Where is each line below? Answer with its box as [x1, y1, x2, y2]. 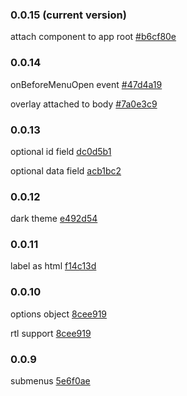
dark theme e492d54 [10, 213, 98, 225]
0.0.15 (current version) [10, 8, 127, 22]
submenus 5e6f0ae [10, 375, 91, 387]
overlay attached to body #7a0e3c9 [10, 98, 158, 110]
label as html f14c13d [10, 260, 97, 272]
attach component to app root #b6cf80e [10, 31, 177, 43]
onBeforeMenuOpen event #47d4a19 [10, 78, 163, 90]
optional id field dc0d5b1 [10, 145, 112, 157]
